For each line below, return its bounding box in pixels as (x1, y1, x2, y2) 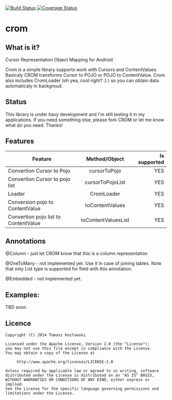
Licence (5, 319, 32, 327)
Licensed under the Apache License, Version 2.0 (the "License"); (5, 342, 150, 347)
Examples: (5, 291, 40, 299)
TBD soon (5, 304, 27, 310)
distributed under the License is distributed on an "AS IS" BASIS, (5, 373, 155, 378)
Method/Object (86, 155, 124, 162)
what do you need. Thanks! (5, 122, 63, 128)
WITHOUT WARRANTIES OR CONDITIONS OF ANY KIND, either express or (5, 377, 150, 383)
